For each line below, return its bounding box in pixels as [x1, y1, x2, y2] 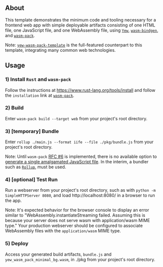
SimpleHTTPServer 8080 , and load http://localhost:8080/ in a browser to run [5, 193, 155, 199]
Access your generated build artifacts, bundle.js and [5, 251, 112, 257]
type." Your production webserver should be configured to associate [5, 222, 143, 229]
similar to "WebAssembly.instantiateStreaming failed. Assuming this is [5, 212, 145, 218]
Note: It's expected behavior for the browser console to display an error [5, 207, 149, 213]
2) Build [5, 105, 24, 111]
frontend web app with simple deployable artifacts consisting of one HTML [5, 22, 156, 28]
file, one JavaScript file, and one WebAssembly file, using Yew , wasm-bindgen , [5, 27, 159, 33]
